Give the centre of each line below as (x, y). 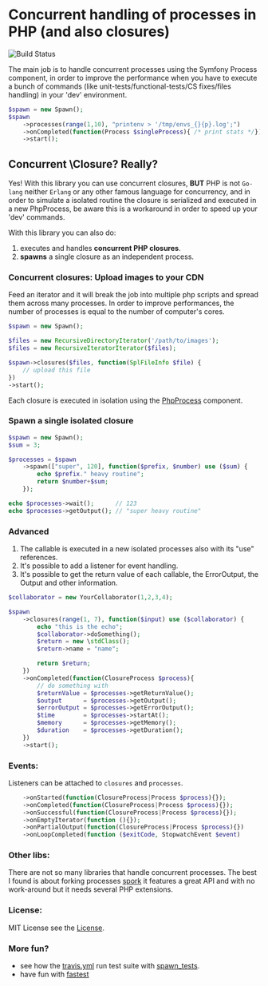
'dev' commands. (37, 217)
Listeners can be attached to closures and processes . (96, 783)
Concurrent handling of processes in (132, 15)
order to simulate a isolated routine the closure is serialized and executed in (132, 201)
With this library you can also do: (62, 233)
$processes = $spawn (43, 459)
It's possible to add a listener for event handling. (99, 566)
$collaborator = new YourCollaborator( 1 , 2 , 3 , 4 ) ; (91, 598)
